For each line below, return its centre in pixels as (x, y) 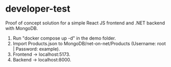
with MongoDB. (22, 28)
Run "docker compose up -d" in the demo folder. (64, 38)
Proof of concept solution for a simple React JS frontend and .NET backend (85, 23)
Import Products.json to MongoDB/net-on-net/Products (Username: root (89, 43)
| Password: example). (36, 49)
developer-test (38, 9)
